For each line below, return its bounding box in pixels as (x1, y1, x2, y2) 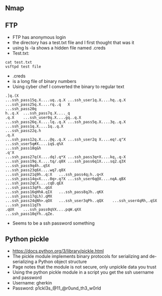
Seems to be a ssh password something (12, 220, 95, 226)
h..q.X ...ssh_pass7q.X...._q (5, 111, 70, 116)
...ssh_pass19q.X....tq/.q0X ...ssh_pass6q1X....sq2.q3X (5, 159, 126, 164)
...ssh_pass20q (5, 106, 37, 111)
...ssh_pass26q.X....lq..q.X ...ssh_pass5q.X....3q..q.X (5, 119, 126, 124)
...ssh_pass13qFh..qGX (5, 185, 52, 190)
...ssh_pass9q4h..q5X (5, 163, 50, 168)
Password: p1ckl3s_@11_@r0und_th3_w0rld (12, 285, 101, 291)
